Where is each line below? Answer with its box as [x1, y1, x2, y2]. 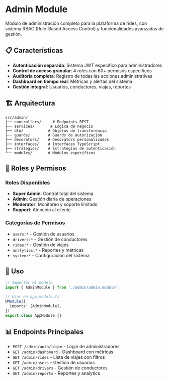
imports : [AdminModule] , [10, 303, 62, 309]
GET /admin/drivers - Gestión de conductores [12, 365, 108, 371]
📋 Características [5, 46, 63, 55]
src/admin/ [5, 115, 28, 120]
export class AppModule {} [5, 313, 62, 318]
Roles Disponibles [5, 179, 50, 186]
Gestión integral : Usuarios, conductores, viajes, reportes [12, 83, 131, 89]
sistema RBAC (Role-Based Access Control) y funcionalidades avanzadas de [5, 25, 164, 31]
